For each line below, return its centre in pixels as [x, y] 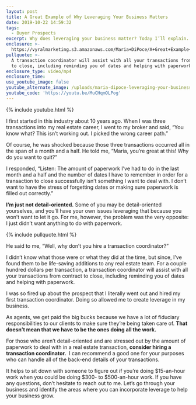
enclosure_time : [26, 77]
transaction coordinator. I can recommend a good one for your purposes [95, 353]
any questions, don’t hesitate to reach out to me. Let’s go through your [90, 383]
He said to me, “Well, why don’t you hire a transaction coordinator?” [87, 245]
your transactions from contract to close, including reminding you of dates [95, 276]
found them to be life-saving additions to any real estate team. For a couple [96, 263]
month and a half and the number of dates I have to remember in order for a [97, 174]
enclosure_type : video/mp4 [39, 71]
